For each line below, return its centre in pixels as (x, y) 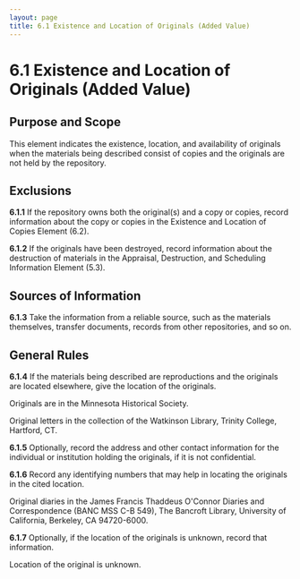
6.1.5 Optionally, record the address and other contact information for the (144, 447)
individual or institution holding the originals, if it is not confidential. (133, 456)
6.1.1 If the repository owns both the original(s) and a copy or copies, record (149, 212)
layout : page (34, 17)
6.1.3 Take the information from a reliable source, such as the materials (140, 318)
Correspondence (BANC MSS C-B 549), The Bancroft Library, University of (148, 510)
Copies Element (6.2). (49, 231)
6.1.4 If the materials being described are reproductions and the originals (144, 376)
